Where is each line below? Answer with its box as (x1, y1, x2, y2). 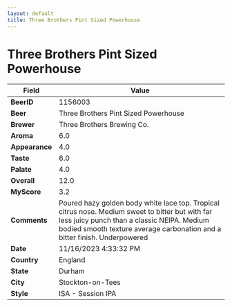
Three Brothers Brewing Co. (58, 120, 150, 130)
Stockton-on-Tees (58, 277, 121, 287)
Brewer (10, 120, 35, 130)
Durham (58, 266, 85, 276)
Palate (10, 165, 32, 175)
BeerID (10, 97, 34, 107)
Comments (10, 215, 48, 225)
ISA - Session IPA (58, 289, 117, 299)
